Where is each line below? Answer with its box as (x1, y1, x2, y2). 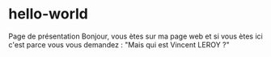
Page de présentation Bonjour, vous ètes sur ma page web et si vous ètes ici (8, 31, 263, 41)
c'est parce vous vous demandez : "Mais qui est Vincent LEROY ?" (8, 39, 231, 49)
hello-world (8, 5, 89, 23)
